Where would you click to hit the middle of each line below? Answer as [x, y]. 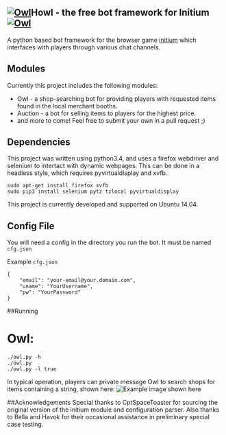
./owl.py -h [24, 357]
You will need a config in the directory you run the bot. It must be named [109, 243]
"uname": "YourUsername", [56, 286]
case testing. [25, 424]
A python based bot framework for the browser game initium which [102, 40]
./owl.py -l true [32, 369]
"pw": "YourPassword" [50, 292]
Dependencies [39, 142]
